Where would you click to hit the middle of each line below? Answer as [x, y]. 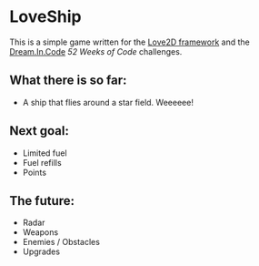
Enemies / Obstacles [61, 242]
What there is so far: [68, 81]
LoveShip [45, 17]
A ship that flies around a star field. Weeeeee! [108, 102]
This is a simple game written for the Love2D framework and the [129, 42]
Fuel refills [42, 162]
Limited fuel [45, 153]
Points [35, 172]
